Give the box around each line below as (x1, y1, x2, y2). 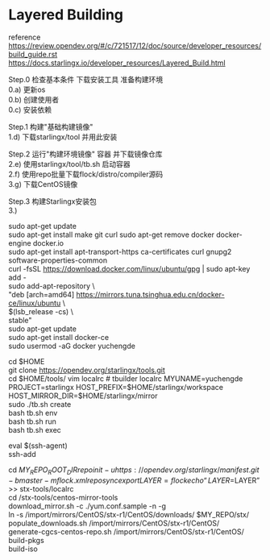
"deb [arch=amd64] (8, 289, 75, 299)
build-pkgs (8, 535, 44, 545)
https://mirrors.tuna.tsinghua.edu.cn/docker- (76, 289, 225, 299)
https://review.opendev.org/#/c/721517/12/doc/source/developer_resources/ (8, 40, 262, 50)
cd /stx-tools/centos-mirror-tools (8, 492, 118, 502)
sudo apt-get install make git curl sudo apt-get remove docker (8, 230, 215, 239)
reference (8, 32, 41, 42)
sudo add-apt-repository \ (8, 280, 95, 291)
